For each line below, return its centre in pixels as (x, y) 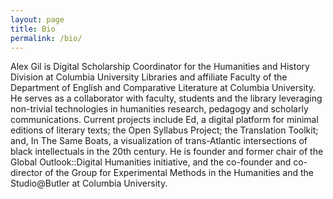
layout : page (37, 19)
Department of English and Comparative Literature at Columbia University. (163, 88)
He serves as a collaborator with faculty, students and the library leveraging (166, 98)
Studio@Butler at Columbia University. (89, 183)
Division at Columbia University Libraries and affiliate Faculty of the (149, 77)
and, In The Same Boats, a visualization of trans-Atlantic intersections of (159, 141)
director (26, 173)
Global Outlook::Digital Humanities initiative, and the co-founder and (151, 162)
